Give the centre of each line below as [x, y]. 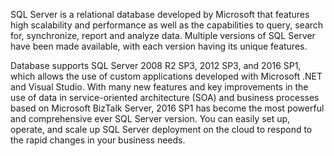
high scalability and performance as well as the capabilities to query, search [167, 25]
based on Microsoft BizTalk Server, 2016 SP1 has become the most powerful [167, 108]
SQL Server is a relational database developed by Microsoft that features [160, 14]
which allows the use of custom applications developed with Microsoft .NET [166, 76]
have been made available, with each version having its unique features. [159, 46]
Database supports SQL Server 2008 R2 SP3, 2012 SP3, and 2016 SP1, [156, 65]
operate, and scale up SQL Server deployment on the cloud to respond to [161, 129]
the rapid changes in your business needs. [98, 140]
